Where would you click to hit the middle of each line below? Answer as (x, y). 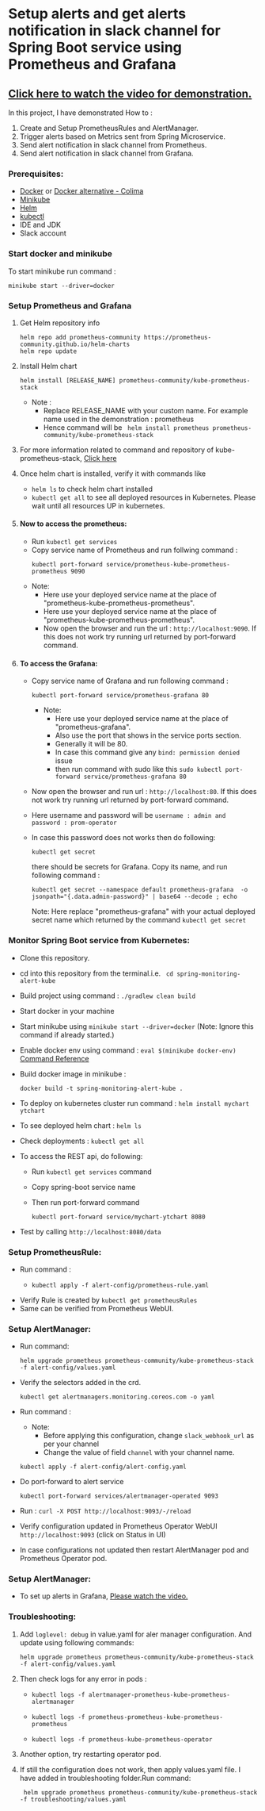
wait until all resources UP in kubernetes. (98, 505)
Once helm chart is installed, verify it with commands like (113, 474)
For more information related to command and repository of (117, 450)
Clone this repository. (55, 957)
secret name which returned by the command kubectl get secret (139, 920)
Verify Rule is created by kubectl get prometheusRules (108, 1300)
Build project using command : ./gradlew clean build (108, 996)
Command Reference (54, 1058)
